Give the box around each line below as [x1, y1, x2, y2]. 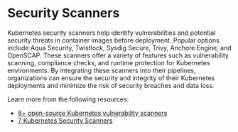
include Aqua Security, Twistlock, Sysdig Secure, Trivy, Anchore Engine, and [7, 43, 232, 52]
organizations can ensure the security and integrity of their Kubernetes [7, 73, 215, 82]
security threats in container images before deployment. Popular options [7, 35, 220, 44]
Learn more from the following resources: [7, 94, 129, 104]
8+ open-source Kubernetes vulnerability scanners [17, 109, 168, 117]
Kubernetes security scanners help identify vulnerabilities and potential [7, 28, 216, 37]
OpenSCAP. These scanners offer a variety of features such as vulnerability [7, 51, 229, 60]
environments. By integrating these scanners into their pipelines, [7, 66, 196, 75]
